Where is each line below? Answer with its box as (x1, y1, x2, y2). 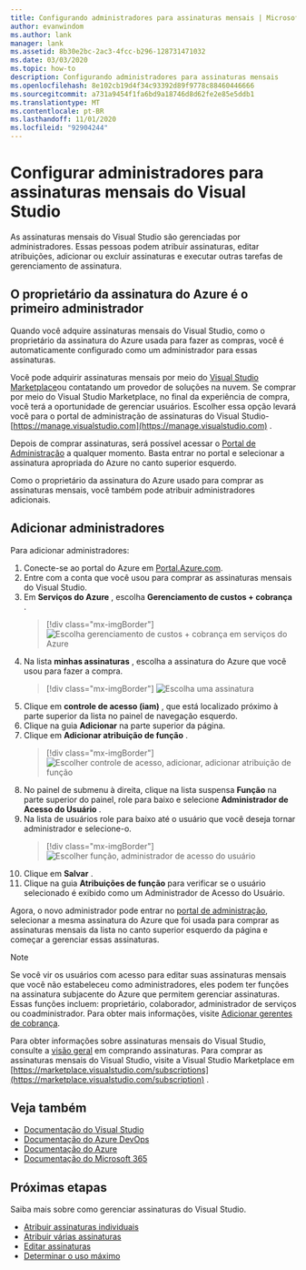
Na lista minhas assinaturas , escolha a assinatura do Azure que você (23, 655, 287, 666)
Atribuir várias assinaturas (23, 1231, 122, 1243)
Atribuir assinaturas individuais (23, 1222, 139, 1233)
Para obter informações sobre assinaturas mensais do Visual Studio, (10, 1035, 266, 1046)
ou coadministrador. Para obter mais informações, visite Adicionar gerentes (10, 1008, 293, 1019)
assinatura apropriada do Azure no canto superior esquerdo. (10, 457, 237, 468)
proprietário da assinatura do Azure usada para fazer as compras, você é (10, 334, 284, 346)
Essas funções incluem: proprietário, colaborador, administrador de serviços (10, 998, 297, 1009)
